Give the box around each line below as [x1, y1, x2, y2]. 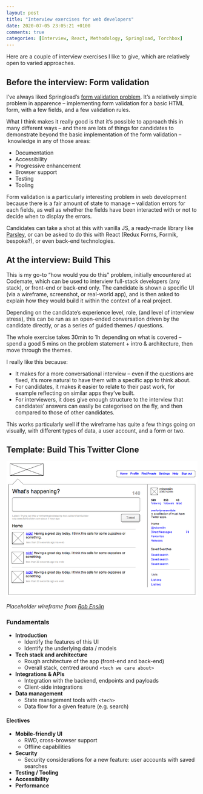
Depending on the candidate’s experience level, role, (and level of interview [6, 308, 195, 316]
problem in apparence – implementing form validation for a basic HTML [6, 99, 184, 106]
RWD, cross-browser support [24, 737, 98, 744]
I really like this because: [6, 358, 68, 365]
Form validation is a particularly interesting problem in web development [6, 193, 187, 200]
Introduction [15, 632, 47, 639]
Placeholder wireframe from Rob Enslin [6, 602, 104, 610]
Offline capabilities [24, 743, 72, 751]
